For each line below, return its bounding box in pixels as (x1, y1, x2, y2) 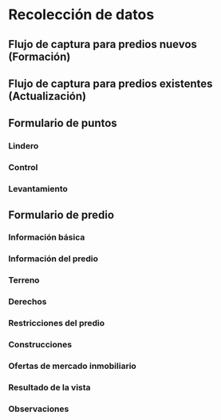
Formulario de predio (8, 208, 114, 221)
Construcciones (8, 339, 73, 351)
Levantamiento (8, 184, 68, 195)
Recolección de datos (8, 6, 155, 24)
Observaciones (8, 403, 69, 414)
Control (8, 162, 38, 173)
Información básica (8, 232, 85, 243)
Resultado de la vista (8, 382, 91, 393)
